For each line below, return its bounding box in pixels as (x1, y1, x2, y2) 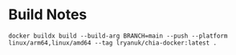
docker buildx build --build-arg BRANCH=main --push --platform (8, 32, 228, 40)
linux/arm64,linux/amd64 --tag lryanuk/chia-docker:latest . (8, 38, 218, 47)
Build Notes (8, 6, 87, 24)
